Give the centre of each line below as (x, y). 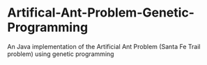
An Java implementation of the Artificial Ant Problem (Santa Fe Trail (104, 46)
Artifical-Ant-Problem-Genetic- (101, 13)
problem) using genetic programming (61, 54)
